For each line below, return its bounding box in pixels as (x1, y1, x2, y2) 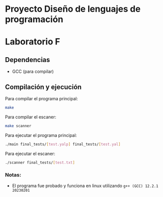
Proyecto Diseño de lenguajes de (5, 3, 141, 15)
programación (5, 14, 63, 25)
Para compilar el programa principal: (5, 96, 78, 101)
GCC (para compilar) (12, 68, 54, 74)
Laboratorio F (5, 36, 60, 47)
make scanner (5, 123, 32, 128)
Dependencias (5, 55, 50, 64)
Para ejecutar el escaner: (5, 151, 55, 156)
